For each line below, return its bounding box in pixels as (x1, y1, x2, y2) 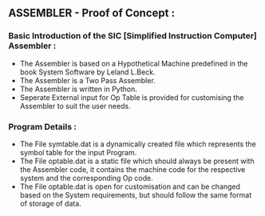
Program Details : (8, 121, 77, 132)
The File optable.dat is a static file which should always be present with (19, 156, 255, 166)
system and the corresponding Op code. (19, 173, 153, 182)
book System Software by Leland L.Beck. (19, 67, 156, 77)
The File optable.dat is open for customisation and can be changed (19, 182, 241, 191)
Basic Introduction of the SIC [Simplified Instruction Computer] (8, 30, 257, 42)
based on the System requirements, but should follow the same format (19, 190, 252, 199)
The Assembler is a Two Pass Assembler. (19, 75, 156, 85)
